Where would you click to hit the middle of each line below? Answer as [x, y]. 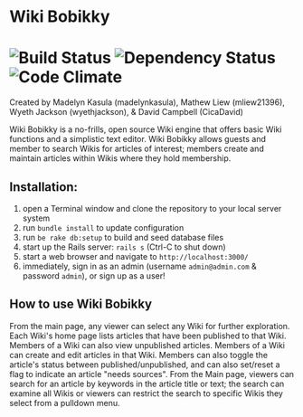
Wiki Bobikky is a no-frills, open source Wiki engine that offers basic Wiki [146, 129]
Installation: [44, 187]
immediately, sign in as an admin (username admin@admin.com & [140, 266]
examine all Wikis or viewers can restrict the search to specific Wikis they [146, 393]
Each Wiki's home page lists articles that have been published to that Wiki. [148, 336]
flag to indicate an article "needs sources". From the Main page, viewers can [152, 374]
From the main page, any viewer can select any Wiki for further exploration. [150, 326]
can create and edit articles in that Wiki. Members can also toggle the [139, 355]
